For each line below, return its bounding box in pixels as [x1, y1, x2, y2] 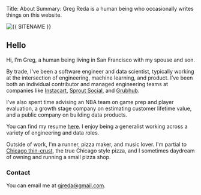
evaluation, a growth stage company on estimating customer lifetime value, [6, 105, 192, 112]
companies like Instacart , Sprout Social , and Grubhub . [6, 87, 140, 94]
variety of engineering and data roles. [6, 129, 100, 136]
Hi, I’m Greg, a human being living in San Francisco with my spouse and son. [6, 56, 196, 63]
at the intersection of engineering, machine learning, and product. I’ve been [6, 74, 193, 81]
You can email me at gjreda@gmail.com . [6, 182, 106, 189]
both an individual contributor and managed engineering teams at [6, 80, 169, 87]
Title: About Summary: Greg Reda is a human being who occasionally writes [6, 5, 194, 12]
